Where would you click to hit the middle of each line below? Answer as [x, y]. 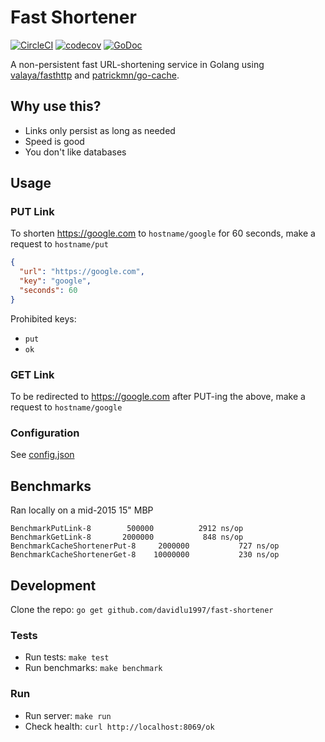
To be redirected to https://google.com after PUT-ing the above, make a [158, 397]
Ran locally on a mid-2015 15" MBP [82, 510]
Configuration [45, 433]
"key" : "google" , [55, 281]
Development [53, 585]
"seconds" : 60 [48, 291]
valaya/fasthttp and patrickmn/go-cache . [95, 75]
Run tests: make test [67, 657]
